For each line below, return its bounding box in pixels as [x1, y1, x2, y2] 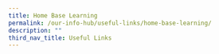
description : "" [8, 26, 62, 34]
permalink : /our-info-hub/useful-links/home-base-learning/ [8, 19, 213, 27]
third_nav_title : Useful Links [8, 33, 112, 42]
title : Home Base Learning [8, 11, 98, 20]
